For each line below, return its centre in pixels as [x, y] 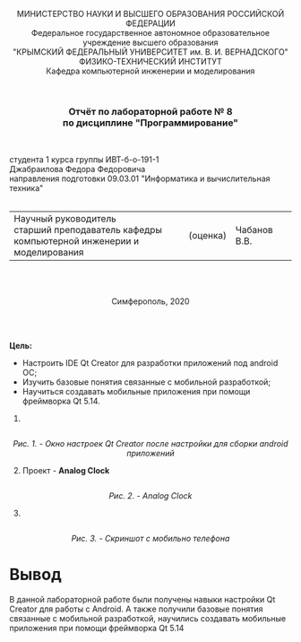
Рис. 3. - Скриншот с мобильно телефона [150, 539]
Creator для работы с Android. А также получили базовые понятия [136, 609]
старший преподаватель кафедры [88, 230]
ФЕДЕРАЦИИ [150, 23]
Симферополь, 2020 [150, 301]
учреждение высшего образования [150, 42]
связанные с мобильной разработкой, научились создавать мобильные [148, 619]
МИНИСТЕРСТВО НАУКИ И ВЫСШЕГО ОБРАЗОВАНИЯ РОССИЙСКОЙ [150, 14]
